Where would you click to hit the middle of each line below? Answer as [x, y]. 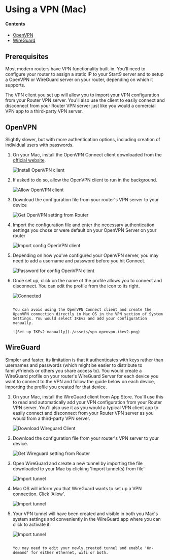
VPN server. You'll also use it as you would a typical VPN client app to [86, 407]
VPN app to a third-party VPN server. [44, 111]
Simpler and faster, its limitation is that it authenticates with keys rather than [84, 360]
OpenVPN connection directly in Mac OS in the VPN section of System [88, 314]
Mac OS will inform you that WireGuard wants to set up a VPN [77, 488]
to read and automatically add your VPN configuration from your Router [87, 402]
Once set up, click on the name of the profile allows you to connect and [87, 281]
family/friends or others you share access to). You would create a [74, 370]
